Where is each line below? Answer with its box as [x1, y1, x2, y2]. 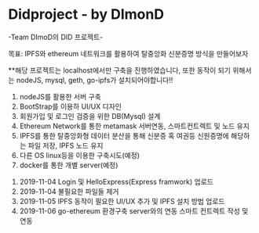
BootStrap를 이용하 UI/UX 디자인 [19, 102, 122, 111]
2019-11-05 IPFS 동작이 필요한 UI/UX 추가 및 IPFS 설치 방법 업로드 [19, 196, 225, 206]
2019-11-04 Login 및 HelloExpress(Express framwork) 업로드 [19, 177, 213, 186]
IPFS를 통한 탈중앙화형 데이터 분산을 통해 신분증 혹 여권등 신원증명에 [19, 131, 229, 140]
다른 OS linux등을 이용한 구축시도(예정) [19, 150, 140, 160]
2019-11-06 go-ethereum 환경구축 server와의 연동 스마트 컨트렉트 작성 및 [19, 206, 249, 216]
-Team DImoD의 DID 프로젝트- [8, 32, 104, 41]
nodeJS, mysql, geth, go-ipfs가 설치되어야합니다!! [16, 75, 173, 84]
